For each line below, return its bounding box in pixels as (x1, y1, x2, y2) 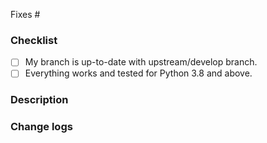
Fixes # (10, 9, 41, 20)
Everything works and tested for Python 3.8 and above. (24, 67, 253, 79)
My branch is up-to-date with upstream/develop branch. (24, 56, 258, 68)
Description (10, 93, 69, 107)
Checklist (10, 33, 58, 47)
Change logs (10, 120, 73, 134)
